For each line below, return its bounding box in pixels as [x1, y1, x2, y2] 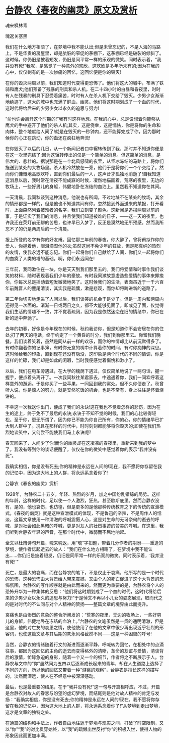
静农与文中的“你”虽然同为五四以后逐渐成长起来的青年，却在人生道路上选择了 [5, 660, 163, 666]
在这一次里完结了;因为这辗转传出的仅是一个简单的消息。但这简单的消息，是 [5, 152, 161, 158]
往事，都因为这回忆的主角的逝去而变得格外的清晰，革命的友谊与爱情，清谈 [5, 647, 159, 654]
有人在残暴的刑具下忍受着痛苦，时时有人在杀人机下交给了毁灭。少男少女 [5, 92, 155, 99]
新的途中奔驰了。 [5, 314, 41, 321]
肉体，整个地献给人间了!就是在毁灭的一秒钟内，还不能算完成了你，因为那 [5, 128, 157, 134]
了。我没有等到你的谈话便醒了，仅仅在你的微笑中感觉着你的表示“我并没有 [5, 446, 157, 452]
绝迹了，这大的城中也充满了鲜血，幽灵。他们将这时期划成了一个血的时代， [9, 99, 164, 105]
